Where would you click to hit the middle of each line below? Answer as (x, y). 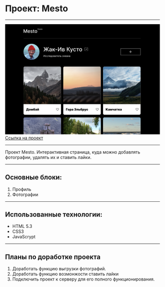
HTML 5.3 (22, 226)
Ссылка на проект (24, 138)
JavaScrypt (24, 237)
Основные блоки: (34, 177)
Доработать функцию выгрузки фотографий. (59, 269)
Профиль (22, 189)
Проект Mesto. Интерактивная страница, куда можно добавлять (73, 152)
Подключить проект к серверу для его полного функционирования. (83, 279)
